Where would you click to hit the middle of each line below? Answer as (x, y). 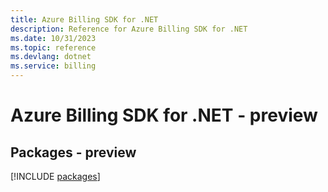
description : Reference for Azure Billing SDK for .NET (129, 29)
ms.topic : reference (53, 47)
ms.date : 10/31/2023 (53, 38)
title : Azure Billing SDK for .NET (84, 19)
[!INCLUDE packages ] (55, 176)
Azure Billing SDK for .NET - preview (164, 115)
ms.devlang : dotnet (51, 57)
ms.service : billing (53, 66)
